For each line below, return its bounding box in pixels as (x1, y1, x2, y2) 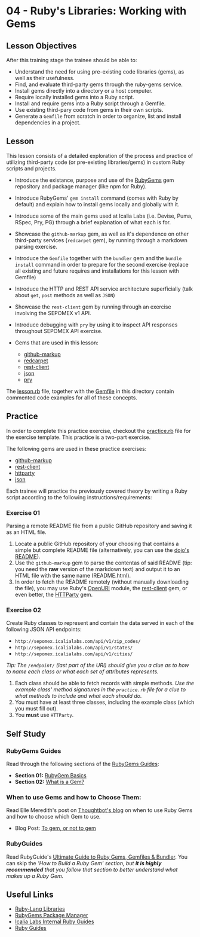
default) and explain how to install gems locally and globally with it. (14, 200, 180, 207)
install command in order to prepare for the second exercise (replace (14, 261, 189, 268)
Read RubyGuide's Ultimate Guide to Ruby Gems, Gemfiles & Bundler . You (6, 853, 188, 860)
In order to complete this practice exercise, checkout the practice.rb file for (6, 427, 191, 434)
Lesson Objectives (6, 41, 77, 51)
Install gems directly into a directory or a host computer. (14, 87, 153, 94)
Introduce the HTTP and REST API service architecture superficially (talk (14, 285, 193, 292)
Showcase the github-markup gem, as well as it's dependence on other (14, 230, 189, 237)
